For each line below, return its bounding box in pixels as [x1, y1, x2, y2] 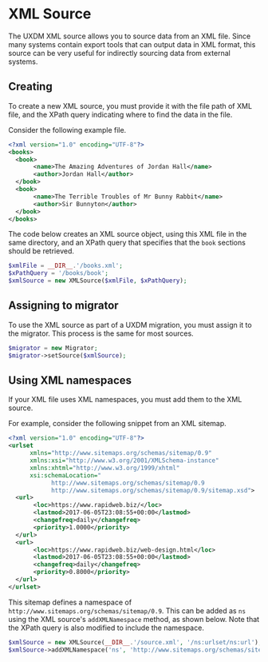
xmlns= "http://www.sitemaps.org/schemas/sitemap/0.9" [29, 449, 213, 457]
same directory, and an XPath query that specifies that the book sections [8, 237, 246, 248]
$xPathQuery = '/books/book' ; [8, 269, 109, 277]
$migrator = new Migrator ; [8, 344, 98, 352]
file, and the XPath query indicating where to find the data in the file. [8, 110, 233, 119]
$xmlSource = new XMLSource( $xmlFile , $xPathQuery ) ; [8, 277, 187, 285]
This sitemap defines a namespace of [8, 597, 132, 607]
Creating [8, 80, 53, 94]
